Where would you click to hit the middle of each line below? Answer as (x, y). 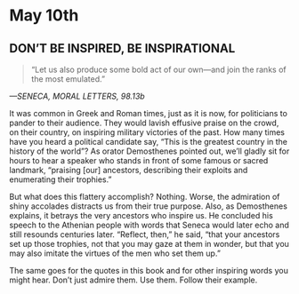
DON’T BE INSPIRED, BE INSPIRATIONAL (122, 48)
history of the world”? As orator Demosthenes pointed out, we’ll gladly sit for (149, 151)
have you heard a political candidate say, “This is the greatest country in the (148, 142)
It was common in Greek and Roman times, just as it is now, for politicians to (148, 113)
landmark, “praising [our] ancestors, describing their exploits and (129, 170)
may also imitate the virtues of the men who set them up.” (115, 253)
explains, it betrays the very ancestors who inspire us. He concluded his (141, 215)
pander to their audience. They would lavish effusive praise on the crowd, (144, 123)
